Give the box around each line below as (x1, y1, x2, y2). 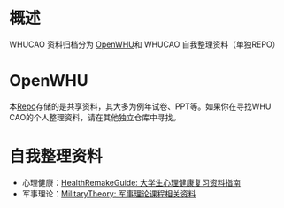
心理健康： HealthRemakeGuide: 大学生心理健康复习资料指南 (21, 177, 242, 188)
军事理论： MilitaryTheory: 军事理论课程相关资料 (21, 188, 196, 199)
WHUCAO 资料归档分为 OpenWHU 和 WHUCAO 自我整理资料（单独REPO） (9, 39, 280, 50)
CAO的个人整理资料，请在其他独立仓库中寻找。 (9, 112, 181, 122)
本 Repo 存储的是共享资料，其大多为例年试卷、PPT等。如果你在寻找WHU (9, 101, 272, 112)
